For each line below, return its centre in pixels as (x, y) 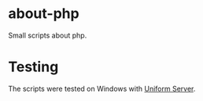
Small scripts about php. (48, 35)
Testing (33, 67)
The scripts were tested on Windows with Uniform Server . (102, 88)
